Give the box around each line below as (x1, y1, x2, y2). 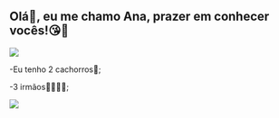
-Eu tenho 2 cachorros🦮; (9, 64, 101, 75)
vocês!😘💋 (9, 23, 70, 39)
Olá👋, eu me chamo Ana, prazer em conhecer (9, 9, 270, 24)
